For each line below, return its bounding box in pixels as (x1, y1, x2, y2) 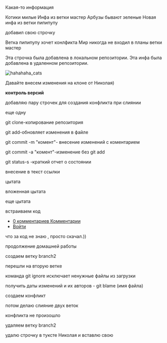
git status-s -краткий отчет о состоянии (5, 159, 92, 165)
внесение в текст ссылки (5, 169, 60, 175)
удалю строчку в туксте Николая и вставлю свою (5, 332, 114, 338)
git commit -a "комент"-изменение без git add (5, 149, 105, 155)
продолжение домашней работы (5, 243, 77, 249)
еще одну (5, 110, 26, 115)
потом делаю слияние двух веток (5, 303, 79, 308)
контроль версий (5, 90, 44, 96)
